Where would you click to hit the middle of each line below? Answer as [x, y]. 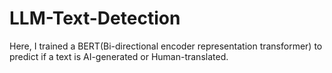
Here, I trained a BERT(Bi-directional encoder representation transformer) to [166, 46]
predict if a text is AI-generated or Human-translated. [119, 56]
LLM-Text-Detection [95, 18]
